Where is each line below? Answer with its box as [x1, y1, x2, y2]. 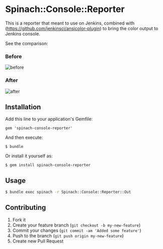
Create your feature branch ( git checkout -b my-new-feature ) [12, 222, 141, 228]
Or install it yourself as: [5, 153, 53, 159]
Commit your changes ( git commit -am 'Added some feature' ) [12, 227, 141, 233]
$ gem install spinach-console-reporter [5, 163, 91, 168]
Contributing [5, 203, 46, 212]
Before [5, 53, 22, 60]
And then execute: [5, 134, 43, 141]
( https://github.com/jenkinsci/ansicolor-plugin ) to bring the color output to [5, 25, 158, 31]
